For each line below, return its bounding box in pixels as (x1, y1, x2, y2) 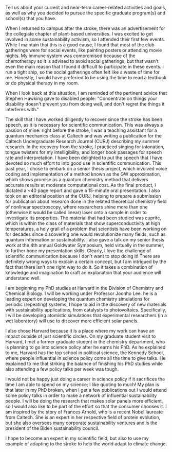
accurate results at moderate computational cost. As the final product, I (5, 182, 156, 188)
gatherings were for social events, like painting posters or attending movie (5, 47, 162, 53)
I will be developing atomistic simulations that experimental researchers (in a (5, 312, 167, 318)
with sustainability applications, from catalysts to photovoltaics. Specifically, (5, 307, 166, 313)
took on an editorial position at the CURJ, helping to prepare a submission (5, 193, 161, 199)
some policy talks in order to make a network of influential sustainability (5, 392, 157, 398)
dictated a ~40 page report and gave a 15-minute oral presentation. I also (5, 187, 160, 194)
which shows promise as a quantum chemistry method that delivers (5, 177, 148, 182)
